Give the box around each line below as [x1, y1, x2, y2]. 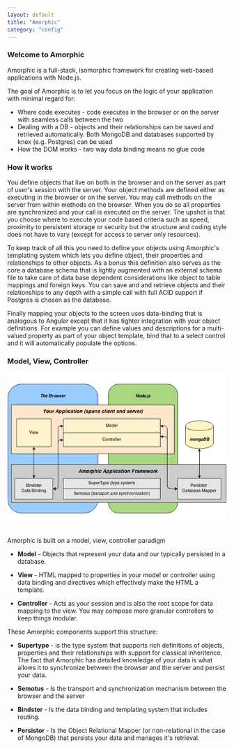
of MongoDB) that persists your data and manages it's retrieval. [17, 734, 200, 742]
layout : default [7, 11, 54, 18]
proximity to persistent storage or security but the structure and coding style [7, 222, 227, 231]
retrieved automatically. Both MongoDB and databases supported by [17, 130, 214, 138]
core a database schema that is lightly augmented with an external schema [7, 266, 223, 274]
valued [7, 331, 27, 340]
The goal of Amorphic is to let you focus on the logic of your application [7, 87, 214, 95]
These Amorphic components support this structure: [7, 627, 158, 636]
